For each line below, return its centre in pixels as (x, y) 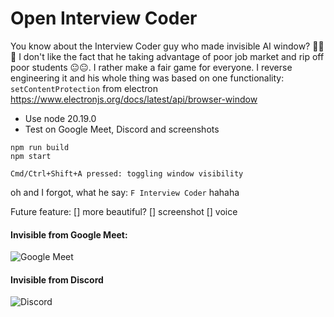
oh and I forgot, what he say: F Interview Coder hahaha (125, 192)
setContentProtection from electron (84, 88)
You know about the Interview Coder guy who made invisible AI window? (160, 46)
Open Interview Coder (104, 18)
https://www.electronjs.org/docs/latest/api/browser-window (134, 99)
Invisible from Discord (57, 279)
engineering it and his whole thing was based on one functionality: (147, 78)
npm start (31, 156)
